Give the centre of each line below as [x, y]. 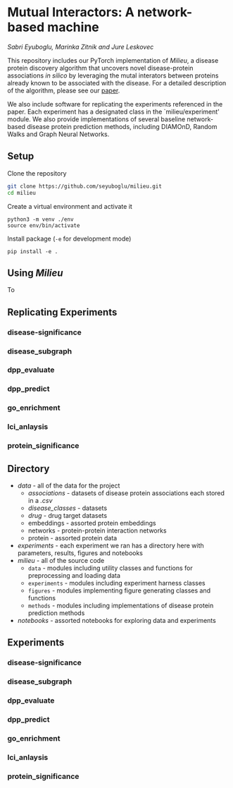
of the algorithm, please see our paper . [64, 90]
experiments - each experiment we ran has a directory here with [111, 545]
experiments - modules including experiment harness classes [116, 583]
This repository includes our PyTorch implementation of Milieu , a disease [113, 60]
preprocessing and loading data [74, 575]
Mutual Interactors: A [71, 12]
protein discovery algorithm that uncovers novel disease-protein [100, 68]
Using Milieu [35, 273]
